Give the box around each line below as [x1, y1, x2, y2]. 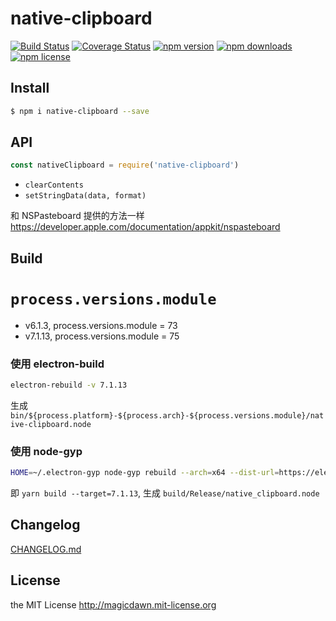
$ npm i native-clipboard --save [10, 106, 150, 116]
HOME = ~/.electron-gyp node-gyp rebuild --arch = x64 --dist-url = [10, 468, 280, 478]
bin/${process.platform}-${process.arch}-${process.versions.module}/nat [10, 410, 325, 421]
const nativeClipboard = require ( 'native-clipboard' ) [10, 160, 240, 171]
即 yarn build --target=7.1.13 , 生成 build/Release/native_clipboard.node [10, 487, 320, 499]
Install [10, 80, 50, 97]
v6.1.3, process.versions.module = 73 [24, 319, 178, 331]
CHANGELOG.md [10, 543, 82, 555]
